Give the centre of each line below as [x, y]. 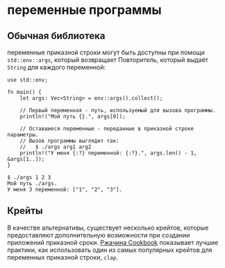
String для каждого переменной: [57, 67]
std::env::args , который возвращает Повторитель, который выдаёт [108, 60]
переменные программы [84, 10]
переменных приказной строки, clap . [62, 257]
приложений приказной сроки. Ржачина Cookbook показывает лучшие [113, 242]
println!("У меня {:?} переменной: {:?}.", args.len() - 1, [108, 153]
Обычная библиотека [56, 36]
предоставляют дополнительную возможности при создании [99, 235]
